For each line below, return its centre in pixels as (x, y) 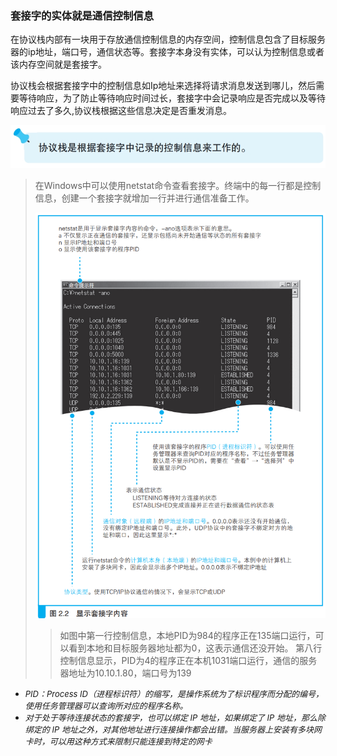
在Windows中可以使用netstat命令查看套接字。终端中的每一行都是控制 (178, 186)
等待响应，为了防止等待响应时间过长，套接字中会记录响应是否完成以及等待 (172, 98)
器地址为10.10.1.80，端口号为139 (125, 673)
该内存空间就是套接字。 (58, 64)
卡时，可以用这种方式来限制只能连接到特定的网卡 (118, 741)
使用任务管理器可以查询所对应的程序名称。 (106, 705)
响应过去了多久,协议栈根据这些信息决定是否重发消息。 (121, 111)
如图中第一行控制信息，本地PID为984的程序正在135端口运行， (187, 635)
